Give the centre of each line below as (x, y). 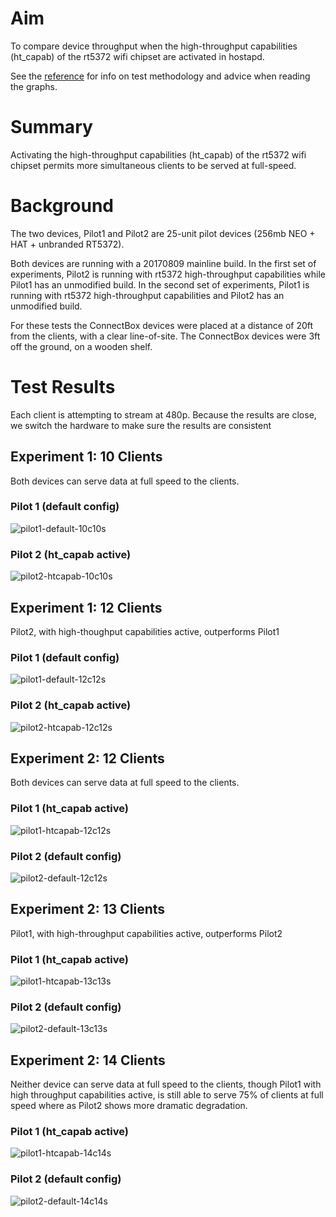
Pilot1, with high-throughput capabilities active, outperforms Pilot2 (146, 933)
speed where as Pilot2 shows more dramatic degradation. (129, 1106)
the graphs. (34, 86)
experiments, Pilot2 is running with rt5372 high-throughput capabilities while (168, 274)
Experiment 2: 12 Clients (87, 758)
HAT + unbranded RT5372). (67, 244)
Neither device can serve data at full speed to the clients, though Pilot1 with (166, 1084)
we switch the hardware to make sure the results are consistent (141, 425)
